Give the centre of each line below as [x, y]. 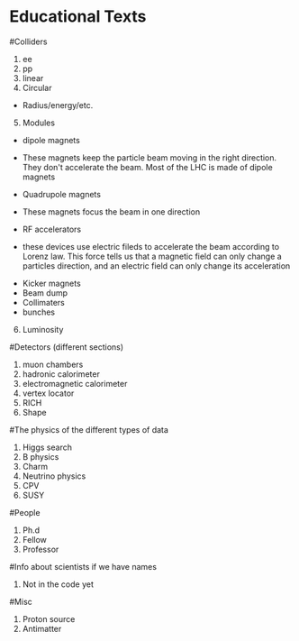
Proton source [49, 618]
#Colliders [28, 41]
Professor [41, 549]
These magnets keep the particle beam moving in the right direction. [149, 157]
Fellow [35, 539]
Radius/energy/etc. [58, 105]
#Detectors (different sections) [67, 347]
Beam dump [45, 293]
